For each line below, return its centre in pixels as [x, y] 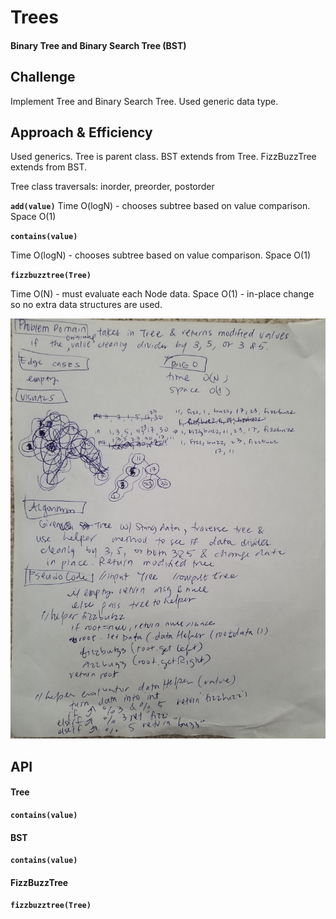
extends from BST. [49, 167]
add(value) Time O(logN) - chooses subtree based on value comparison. [160, 206]
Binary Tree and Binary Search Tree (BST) [98, 45]
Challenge [43, 77]
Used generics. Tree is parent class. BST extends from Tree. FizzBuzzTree [163, 157]
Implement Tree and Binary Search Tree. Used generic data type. [144, 101]
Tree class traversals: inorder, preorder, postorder [112, 187]
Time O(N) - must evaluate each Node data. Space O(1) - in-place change [162, 294]
